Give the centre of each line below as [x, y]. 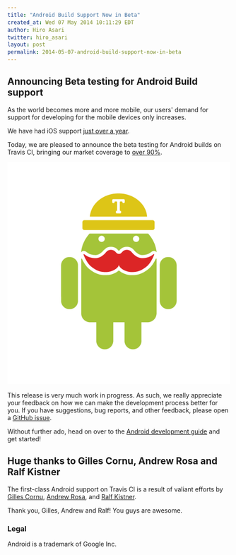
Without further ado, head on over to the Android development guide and [114, 431]
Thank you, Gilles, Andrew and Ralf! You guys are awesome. [95, 510]
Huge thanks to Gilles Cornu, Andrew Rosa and [112, 461]
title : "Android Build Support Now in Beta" [74, 15]
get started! [24, 438]
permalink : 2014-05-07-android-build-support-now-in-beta [94, 52]
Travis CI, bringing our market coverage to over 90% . [85, 152]
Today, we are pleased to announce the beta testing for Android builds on [114, 144]
